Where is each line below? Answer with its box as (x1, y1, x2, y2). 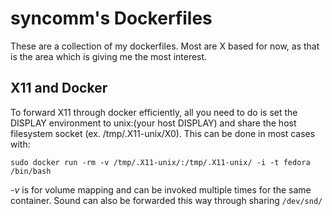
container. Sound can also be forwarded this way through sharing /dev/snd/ (10, 194, 323, 206)
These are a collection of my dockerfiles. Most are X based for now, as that (10, 40, 320, 52)
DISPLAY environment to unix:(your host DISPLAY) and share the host (10, 117, 297, 129)
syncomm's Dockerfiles (10, 7, 213, 30)
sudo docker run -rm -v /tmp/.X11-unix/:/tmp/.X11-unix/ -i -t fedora (10, 157, 311, 167)
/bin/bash (10, 166, 52, 176)
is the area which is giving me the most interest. (10, 50, 208, 62)
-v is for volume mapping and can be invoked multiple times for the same (10, 183, 312, 196)
